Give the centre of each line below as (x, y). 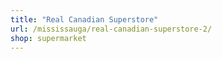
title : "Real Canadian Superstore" (84, 19)
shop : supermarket (48, 38)
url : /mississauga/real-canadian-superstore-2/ (111, 29)
